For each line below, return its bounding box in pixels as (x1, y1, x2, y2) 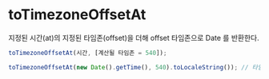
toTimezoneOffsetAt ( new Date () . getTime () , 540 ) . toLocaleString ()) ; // (8, 63, 249, 71)
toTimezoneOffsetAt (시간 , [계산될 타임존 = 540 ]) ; (8, 49, 167, 57)
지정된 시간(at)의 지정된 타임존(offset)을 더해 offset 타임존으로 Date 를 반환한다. (8, 33, 259, 42)
